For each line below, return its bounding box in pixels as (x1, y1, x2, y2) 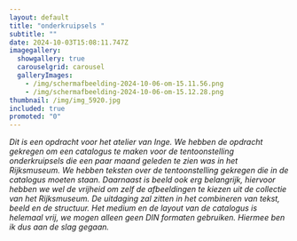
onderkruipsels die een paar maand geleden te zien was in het (9, 156, 238, 166)
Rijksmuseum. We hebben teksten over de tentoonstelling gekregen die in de (9, 165, 289, 176)
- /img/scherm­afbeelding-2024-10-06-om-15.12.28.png (25, 87, 224, 96)
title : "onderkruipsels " (9, 21, 105, 30)
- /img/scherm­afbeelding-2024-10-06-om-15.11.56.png (25, 79, 224, 88)
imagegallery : (9, 46, 62, 55)
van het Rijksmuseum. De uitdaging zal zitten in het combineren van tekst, (9, 193, 281, 205)
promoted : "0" (9, 112, 62, 121)
